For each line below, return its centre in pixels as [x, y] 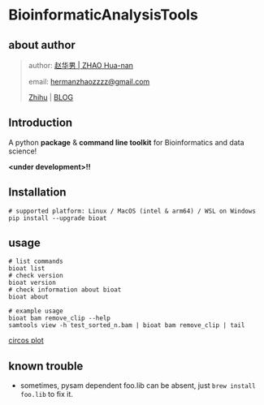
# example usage [36, 311]
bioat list [27, 269]
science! [23, 151]
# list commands [36, 261]
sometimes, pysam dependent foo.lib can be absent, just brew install [138, 386]
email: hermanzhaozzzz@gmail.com [89, 82]
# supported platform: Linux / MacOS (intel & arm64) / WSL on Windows [132, 211]
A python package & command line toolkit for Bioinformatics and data [127, 142]
